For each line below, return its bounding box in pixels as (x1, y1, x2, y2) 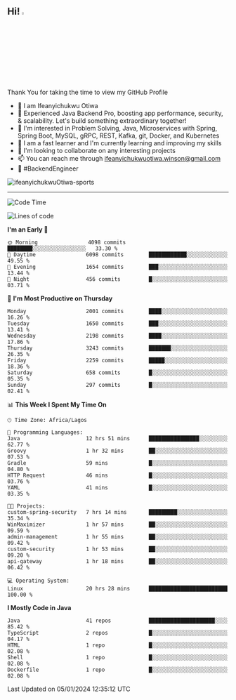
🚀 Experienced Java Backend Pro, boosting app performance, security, (17, 109, 223, 117)
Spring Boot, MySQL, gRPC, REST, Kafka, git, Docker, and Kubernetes (17, 131, 220, 140)
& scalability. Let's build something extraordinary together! (17, 116, 187, 125)
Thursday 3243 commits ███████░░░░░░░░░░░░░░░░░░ (7, 344, 228, 352)
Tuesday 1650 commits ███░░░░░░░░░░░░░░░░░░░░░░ (7, 319, 228, 327)
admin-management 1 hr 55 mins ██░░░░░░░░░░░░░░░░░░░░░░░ (7, 533, 228, 540)
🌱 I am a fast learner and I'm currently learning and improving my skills (17, 138, 222, 147)
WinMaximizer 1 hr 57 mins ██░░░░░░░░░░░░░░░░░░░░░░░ (7, 521, 228, 528)
